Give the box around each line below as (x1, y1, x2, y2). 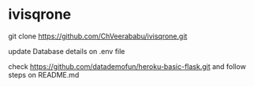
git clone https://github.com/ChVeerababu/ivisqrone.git (8, 31, 188, 41)
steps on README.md (8, 70, 80, 79)
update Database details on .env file (8, 46, 125, 56)
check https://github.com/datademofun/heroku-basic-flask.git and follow (8, 61, 246, 71)
